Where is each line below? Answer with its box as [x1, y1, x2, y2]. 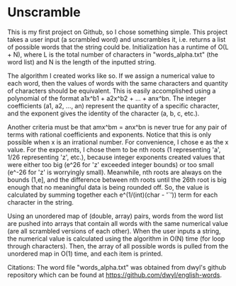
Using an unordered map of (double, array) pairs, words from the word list [7, 212, 223, 220]
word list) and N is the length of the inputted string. [7, 57, 157, 66]
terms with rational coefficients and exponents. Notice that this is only [7, 130, 211, 139]
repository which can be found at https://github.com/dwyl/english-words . [7, 270, 222, 279]
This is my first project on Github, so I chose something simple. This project [7, 28, 228, 36]
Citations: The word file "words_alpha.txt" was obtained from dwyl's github [7, 263, 227, 271]
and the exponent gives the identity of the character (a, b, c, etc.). [7, 109, 200, 118]
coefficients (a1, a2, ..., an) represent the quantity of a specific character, [7, 101, 220, 110]
